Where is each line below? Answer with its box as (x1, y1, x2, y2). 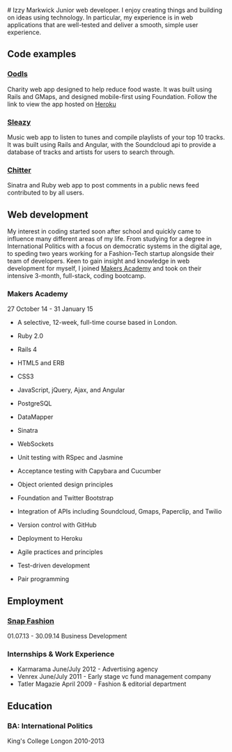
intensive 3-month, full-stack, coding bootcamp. (7, 272, 146, 280)
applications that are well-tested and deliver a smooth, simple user (7, 21, 199, 29)
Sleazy (7, 117, 31, 127)
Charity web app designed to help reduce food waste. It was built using (7, 85, 212, 93)
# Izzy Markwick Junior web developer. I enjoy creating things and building (7, 6, 223, 14)
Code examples (7, 48, 77, 60)
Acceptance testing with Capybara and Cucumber (17, 467, 162, 475)
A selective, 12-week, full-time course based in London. (17, 319, 178, 327)
